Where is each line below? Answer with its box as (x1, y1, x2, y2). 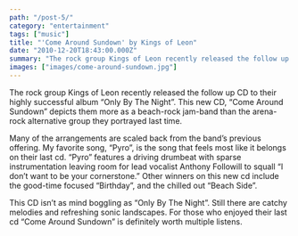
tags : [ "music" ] (9, 29, 70, 38)
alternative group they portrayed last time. (28, 115, 183, 126)
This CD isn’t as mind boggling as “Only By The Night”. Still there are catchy (9, 197, 288, 208)
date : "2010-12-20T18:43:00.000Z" (9, 46, 138, 55)
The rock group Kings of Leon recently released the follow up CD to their (9, 86, 277, 98)
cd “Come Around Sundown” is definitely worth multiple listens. (9, 216, 243, 227)
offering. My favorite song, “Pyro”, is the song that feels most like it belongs (9, 142, 287, 152)
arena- (252, 106, 277, 117)
